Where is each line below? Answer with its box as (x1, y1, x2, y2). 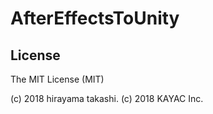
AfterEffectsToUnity (10, 7, 180, 30)
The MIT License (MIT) (10, 73, 105, 85)
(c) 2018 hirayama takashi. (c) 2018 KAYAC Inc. (10, 93, 204, 104)
